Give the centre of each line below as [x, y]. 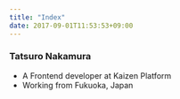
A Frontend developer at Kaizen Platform [97, 75]
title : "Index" [37, 17]
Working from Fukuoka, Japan [78, 85]
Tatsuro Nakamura [50, 57]
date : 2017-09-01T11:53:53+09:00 [71, 26]
